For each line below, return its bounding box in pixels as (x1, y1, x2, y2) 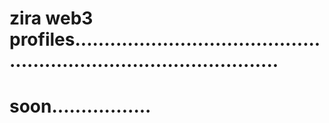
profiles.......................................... (9, 28, 321, 51)
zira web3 (9, 7, 94, 30)
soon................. (9, 95, 152, 118)
